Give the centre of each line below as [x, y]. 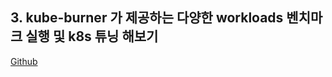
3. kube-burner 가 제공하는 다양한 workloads [147, 18]
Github [24, 61]
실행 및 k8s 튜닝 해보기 [92, 36]
